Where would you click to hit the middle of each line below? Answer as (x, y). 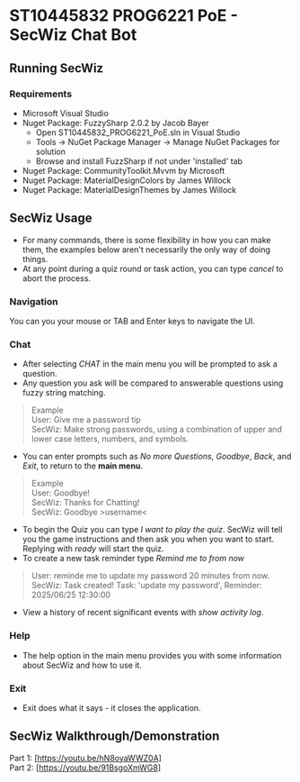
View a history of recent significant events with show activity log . (143, 613)
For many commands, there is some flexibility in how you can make (146, 240)
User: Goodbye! (60, 493)
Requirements (41, 94)
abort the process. (57, 278)
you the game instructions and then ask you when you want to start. (148, 539)
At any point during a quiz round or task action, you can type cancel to (153, 268)
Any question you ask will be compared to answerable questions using (153, 383)
